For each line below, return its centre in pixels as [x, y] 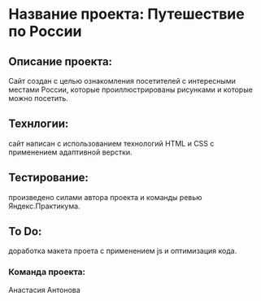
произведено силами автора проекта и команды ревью [105, 197]
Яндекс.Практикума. [44, 206]
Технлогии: [39, 124]
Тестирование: [49, 178]
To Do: [25, 231]
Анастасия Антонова [45, 290]
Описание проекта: [60, 61]
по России [45, 31]
